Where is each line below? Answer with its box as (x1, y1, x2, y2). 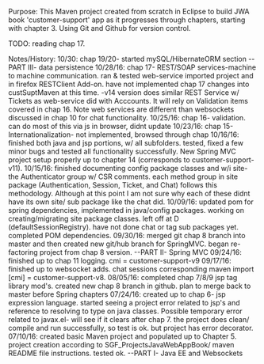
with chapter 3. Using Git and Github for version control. (8, 24, 191, 32)
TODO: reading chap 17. (8, 39, 86, 48)
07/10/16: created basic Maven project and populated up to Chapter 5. (8, 332, 237, 341)
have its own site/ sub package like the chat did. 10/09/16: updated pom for (8, 197, 254, 207)
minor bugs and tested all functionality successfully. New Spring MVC (8, 146, 236, 156)
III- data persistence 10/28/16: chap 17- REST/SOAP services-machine (27, 63, 257, 72)
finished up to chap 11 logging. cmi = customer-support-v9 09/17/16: (8, 256, 231, 265)
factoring (8, 248, 38, 256)
